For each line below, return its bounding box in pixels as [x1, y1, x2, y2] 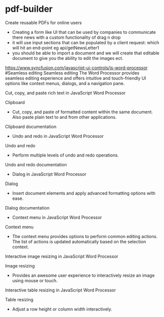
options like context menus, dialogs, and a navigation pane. [5, 80, 125, 86]
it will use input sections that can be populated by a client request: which [12, 39, 160, 45]
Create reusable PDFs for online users [5, 20, 82, 26]
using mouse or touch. [12, 277, 58, 283]
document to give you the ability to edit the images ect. [12, 55, 123, 61]
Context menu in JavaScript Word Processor [12, 214, 102, 220]
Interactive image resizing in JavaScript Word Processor [5, 253, 118, 259]
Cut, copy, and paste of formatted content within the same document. [12, 109, 153, 115]
